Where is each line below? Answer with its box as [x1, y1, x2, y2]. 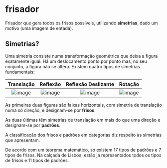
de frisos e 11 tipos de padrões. [5, 157, 69, 163]
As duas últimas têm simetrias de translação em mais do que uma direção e [5, 117, 161, 123]
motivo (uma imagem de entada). [5, 25, 73, 31]
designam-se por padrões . [5, 122, 61, 128]
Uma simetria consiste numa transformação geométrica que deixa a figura [5, 53, 158, 59]
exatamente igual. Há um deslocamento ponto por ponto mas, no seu [5, 58, 147, 64]
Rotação [119, 81, 140, 88]
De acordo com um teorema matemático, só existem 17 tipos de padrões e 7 [5, 147, 162, 153]
